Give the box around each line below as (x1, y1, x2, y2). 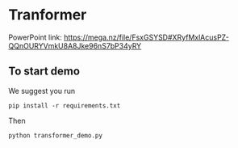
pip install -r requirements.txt (8, 101, 121, 110)
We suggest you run (8, 86, 76, 95)
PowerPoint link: (8, 32, 63, 42)
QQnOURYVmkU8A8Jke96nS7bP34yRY (8, 40, 142, 50)
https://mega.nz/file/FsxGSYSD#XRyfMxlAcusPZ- (64, 32, 230, 42)
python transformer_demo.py (8, 131, 103, 139)
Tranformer (8, 6, 87, 24)
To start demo (8, 65, 81, 78)
